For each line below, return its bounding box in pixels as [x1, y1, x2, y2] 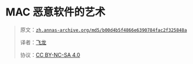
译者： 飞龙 [20, 39, 47, 46]
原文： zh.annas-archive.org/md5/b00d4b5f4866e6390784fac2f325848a [20, 26, 187, 33]
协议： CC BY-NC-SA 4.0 [20, 51, 81, 58]
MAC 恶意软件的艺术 [5, 5, 106, 19]
